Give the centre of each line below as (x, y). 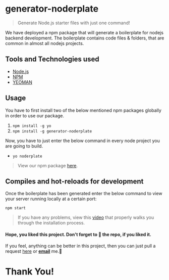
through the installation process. (51, 223)
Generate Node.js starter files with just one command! (74, 23)
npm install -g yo (32, 126)
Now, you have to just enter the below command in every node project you (82, 141)
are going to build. (24, 146)
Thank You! (30, 271)
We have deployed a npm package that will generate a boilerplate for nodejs (84, 32)
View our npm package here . (48, 165)
